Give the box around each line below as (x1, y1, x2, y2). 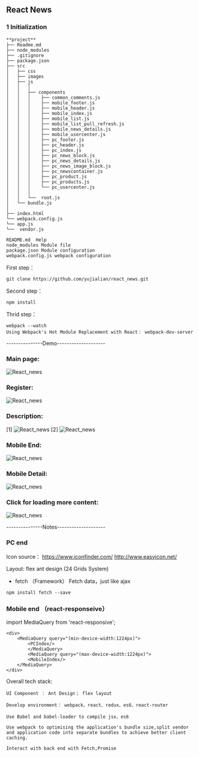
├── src (6, 63, 26, 69)
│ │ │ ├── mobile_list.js (6, 116, 90, 122)
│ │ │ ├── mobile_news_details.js (6, 126, 111, 132)
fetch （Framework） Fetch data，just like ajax (14, 578, 131, 585)
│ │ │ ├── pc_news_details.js (6, 158, 101, 164)
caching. (6, 735, 28, 741)
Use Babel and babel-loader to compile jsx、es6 (6, 714, 129, 720)
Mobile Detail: (6, 469, 48, 478)
